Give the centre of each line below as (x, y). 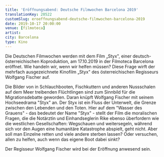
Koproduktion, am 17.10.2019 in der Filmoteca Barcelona (97, 61)
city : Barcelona (22, 38)
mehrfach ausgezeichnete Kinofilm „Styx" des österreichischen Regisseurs (82, 72)
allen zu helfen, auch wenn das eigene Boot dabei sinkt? (63, 139)
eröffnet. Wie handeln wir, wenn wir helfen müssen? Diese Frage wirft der (80, 66)
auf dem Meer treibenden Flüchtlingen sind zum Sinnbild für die (70, 92)
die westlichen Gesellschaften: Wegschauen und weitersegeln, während (79, 123)
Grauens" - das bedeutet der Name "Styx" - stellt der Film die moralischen (81, 113)
